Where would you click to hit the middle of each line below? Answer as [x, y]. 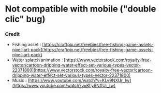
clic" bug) [25, 19]
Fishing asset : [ [28, 45]
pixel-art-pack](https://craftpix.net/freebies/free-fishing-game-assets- [83, 50]
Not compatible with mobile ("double [80, 9]
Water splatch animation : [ [39, 60]
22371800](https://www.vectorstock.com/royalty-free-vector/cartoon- [82, 70]
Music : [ [21, 80]
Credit [13, 34]
